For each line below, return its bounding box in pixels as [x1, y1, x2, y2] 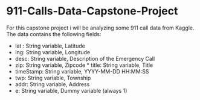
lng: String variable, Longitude [15, 48, 91, 55]
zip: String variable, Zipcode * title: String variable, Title [15, 61, 153, 69]
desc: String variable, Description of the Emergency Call [15, 55, 155, 62]
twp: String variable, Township [15, 74, 91, 81]
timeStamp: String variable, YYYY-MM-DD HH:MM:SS [15, 67, 149, 75]
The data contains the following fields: [6, 30, 102, 37]
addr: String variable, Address [15, 80, 90, 88]
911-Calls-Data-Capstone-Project [6, 4, 178, 18]
